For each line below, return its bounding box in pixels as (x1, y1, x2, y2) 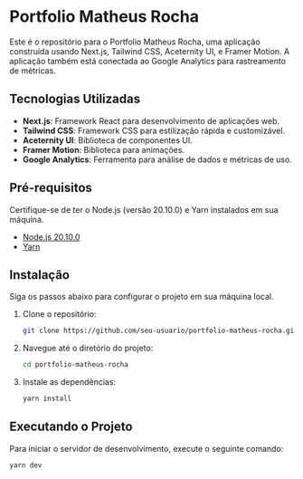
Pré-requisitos (9, 180, 93, 196)
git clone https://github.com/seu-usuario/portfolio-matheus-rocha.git (22, 326, 298, 336)
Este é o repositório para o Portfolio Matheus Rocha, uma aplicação (9, 36, 260, 47)
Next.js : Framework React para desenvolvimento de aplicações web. (22, 115, 280, 126)
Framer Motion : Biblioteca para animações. (22, 144, 185, 155)
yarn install (22, 394, 72, 404)
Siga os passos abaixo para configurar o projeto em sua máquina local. (9, 292, 274, 302)
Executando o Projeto (9, 419, 133, 435)
